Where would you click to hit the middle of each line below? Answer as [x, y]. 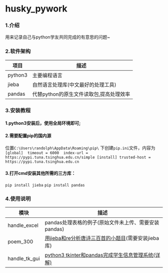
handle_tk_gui [24, 258]
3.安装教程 [18, 110]
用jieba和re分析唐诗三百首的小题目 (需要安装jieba [102, 238]
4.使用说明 [18, 198]
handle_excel [23, 225]
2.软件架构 [18, 52]
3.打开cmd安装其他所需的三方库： [40, 173]
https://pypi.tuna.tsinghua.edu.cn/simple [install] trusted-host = [78, 157]
